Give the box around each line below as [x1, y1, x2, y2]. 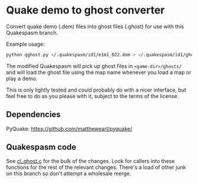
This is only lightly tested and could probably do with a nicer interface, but [6, 86, 187, 93]
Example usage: [6, 40, 45, 48]
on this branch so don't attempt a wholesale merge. [6, 170, 131, 177]
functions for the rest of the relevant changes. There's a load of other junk [6, 164, 186, 171]
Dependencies [6, 110, 61, 120]
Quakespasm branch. [6, 29, 58, 36]
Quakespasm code [6, 142, 77, 152]
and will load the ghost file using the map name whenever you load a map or [6, 69, 192, 76]
